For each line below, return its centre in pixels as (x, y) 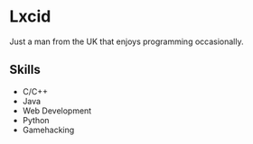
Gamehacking (48, 130)
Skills (25, 70)
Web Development (57, 111)
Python (36, 120)
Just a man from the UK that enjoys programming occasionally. (126, 41)
